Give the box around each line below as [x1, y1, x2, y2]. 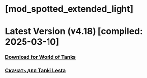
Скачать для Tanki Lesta [5, 67, 66, 74]
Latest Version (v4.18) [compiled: [5, 26, 143, 37]
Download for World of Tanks [5, 54, 76, 61]
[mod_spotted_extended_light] [5, 3, 134, 15]
